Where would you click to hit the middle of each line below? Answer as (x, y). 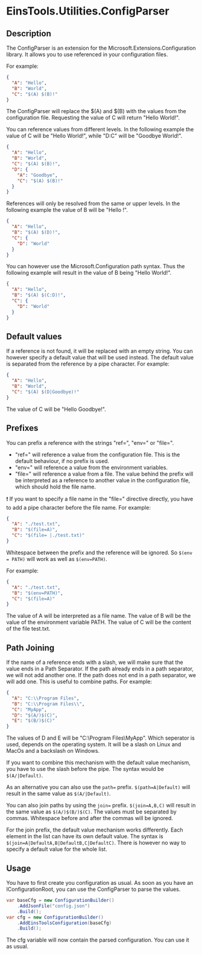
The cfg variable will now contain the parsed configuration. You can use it (98, 940)
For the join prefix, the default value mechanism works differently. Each (95, 830)
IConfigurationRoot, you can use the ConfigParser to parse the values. (93, 889)
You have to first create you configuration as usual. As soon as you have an (100, 883)
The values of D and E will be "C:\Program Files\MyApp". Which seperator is (100, 738)
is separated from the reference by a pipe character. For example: (88, 364)
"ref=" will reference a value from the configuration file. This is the (97, 455)
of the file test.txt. (28, 629)
